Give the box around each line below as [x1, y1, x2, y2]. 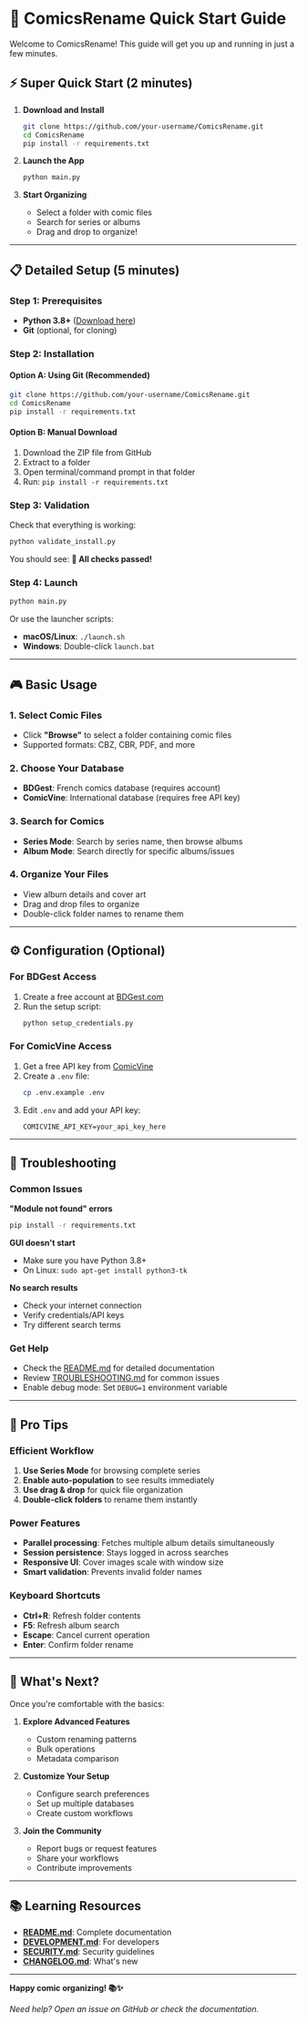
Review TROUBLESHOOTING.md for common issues [22, 1373, 220, 1384]
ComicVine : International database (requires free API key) [22, 792, 241, 803]
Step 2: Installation [9, 347, 95, 360]
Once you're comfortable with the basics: [9, 1698, 165, 1709]
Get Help [9, 1343, 49, 1355]
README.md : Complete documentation [22, 1926, 172, 1938]
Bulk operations [36, 1743, 96, 1754]
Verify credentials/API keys [22, 1310, 125, 1321]
